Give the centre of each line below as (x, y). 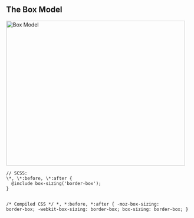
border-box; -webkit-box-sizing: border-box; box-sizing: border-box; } (97, 209)
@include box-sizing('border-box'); (56, 183)
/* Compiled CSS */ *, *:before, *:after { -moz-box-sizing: (83, 204)
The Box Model (34, 10)
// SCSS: (17, 173)
